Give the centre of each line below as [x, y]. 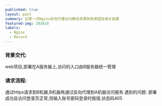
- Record [18, 37]
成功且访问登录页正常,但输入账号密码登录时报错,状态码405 [64, 98]
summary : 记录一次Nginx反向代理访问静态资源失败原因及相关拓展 [62, 19]
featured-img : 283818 [27, 23]
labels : [13, 28]
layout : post [18, 14]
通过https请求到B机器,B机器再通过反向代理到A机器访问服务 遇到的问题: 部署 [81, 92]
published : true [21, 10]
